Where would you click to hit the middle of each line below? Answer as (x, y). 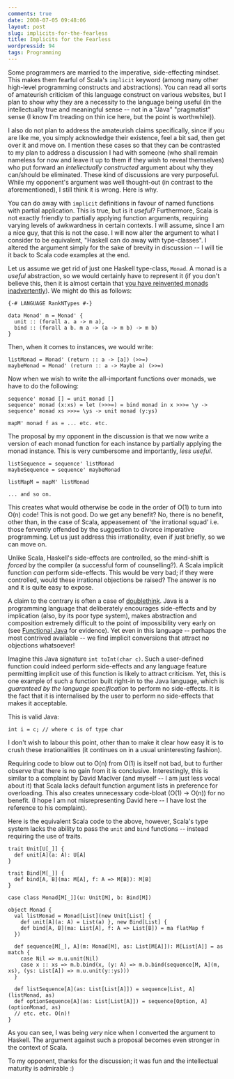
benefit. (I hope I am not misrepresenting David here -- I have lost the (107, 800)
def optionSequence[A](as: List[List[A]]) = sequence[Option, (106, 1001)
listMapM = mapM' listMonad (49, 482)
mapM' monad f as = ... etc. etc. (58, 423)
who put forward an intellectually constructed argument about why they (111, 167)
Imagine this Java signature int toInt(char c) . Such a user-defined (106, 659)
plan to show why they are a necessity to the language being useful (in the (115, 102)
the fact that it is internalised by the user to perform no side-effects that (111, 696)
